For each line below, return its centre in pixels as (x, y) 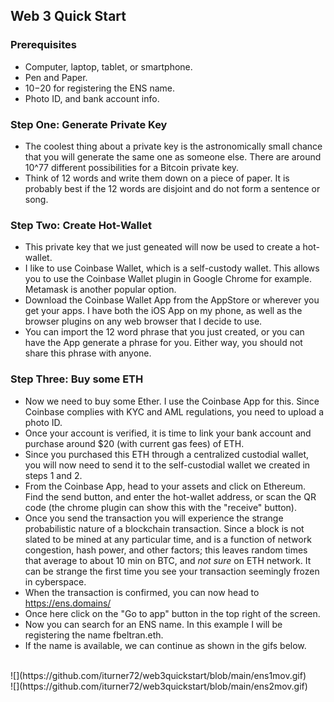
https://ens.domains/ (68, 603)
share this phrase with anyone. (88, 353)
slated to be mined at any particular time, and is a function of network (168, 539)
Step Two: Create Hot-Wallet (81, 225)
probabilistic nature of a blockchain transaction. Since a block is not (164, 528)
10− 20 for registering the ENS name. (100, 88)
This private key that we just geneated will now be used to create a (162, 247)
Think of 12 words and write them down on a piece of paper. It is (157, 178)
